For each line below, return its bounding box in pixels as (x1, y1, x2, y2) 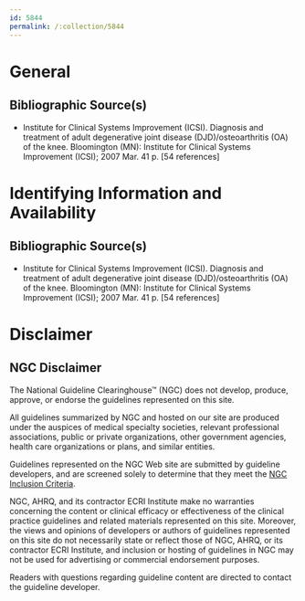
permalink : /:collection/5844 (9, 22, 125, 31)
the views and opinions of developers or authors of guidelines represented (9, 524, 290, 535)
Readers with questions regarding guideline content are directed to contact (9, 572, 292, 583)
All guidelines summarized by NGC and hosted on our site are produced (9, 412, 280, 423)
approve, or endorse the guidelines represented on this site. (9, 394, 235, 405)
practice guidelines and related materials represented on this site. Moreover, (9, 515, 297, 526)
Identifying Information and (9, 183, 222, 204)
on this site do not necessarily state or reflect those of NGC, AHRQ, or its (9, 534, 283, 545)
